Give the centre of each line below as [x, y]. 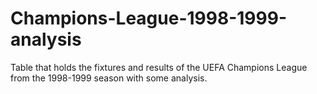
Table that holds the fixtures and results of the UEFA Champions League [159, 67]
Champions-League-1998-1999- [148, 18]
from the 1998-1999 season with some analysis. [109, 78]
